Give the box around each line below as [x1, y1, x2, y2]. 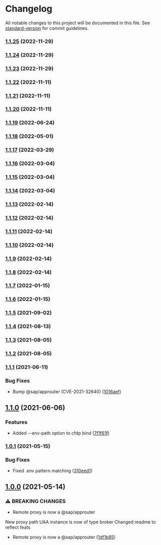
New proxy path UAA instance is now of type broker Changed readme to [5, 519, 156, 525]
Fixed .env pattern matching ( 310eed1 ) [12, 468, 92, 474]
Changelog [5, 3, 52, 15]
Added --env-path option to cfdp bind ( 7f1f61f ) [12, 430, 110, 436]
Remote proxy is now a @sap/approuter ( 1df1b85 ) [12, 534, 116, 540]
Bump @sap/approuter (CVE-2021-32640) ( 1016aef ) [12, 389, 122, 395]
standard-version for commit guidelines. [5, 25, 89, 31]
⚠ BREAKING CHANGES [5, 497, 66, 505]
